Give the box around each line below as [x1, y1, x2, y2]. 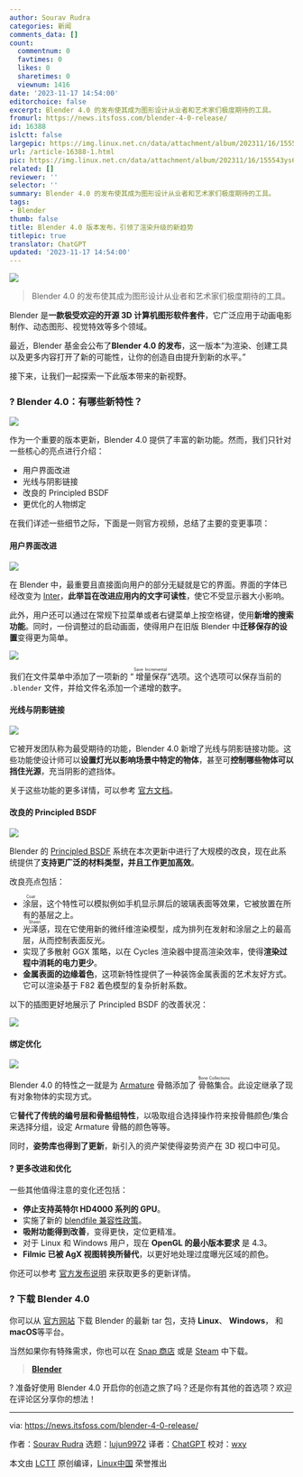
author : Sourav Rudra [9, 13, 91, 23]
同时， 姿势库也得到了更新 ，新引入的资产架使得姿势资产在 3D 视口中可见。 [9, 1141, 286, 1151]
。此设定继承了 [229, 1079, 286, 1091]
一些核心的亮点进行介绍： [9, 445, 105, 456]
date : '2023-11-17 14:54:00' [9, 88, 119, 97]
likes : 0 [17, 64, 50, 73]
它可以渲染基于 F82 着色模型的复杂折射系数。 [22, 980, 192, 991]
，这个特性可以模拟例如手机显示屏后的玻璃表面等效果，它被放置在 [38, 898, 284, 909]
